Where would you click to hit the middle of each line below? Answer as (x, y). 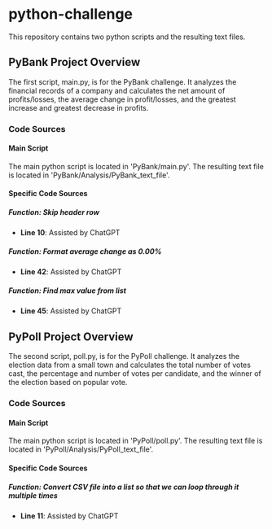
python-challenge (70, 14)
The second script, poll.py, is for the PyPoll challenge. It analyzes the (124, 356)
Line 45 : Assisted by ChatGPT (71, 311)
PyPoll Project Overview (71, 337)
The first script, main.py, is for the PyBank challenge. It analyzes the (123, 81)
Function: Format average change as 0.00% (85, 251)
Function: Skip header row (54, 212)
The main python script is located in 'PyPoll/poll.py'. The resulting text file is (136, 441)
